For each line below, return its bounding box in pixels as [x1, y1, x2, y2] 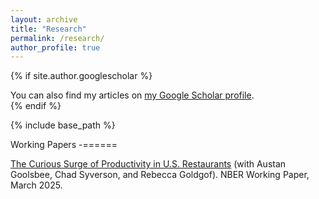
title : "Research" [10, 24, 87, 34]
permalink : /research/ [10, 33, 105, 43]
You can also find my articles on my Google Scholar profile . [10, 89, 255, 101]
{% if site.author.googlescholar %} [10, 70, 153, 82]
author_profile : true [10, 42, 101, 53]
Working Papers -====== [10, 139, 118, 151]
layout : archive [10, 14, 78, 25]
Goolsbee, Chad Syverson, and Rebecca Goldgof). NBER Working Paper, [10, 169, 310, 181]
